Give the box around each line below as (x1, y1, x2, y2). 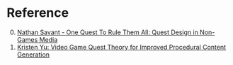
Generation (16, 50, 50, 59)
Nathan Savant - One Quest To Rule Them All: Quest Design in (16, 28, 199, 36)
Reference (6, 5, 69, 21)
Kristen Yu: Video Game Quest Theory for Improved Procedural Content (16, 43, 226, 51)
